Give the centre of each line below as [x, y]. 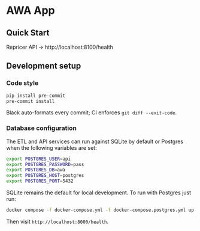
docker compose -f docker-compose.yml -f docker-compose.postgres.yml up [100, 210]
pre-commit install [31, 101]
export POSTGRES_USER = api [38, 159]
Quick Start [28, 33]
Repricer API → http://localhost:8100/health [60, 47]
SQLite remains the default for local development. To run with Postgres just [99, 192]
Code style [22, 83]
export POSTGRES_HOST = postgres [45, 176]
